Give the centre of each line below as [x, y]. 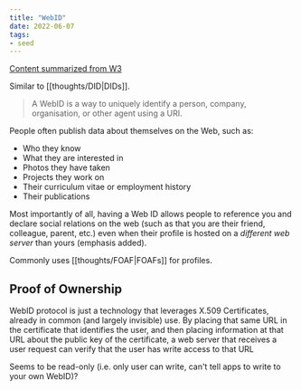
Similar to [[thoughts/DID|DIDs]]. [70, 86]
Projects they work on [63, 177]
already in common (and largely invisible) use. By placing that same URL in [148, 320]
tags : [19, 34]
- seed [22, 43]
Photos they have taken [66, 167]
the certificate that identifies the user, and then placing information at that [147, 330]
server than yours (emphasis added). [78, 243]
